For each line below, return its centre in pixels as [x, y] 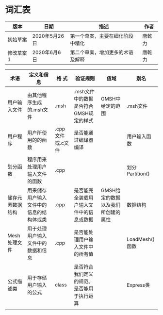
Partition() [138, 174]
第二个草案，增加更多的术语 [102, 52]
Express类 [139, 285]
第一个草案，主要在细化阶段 [102, 36]
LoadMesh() [141, 239]
